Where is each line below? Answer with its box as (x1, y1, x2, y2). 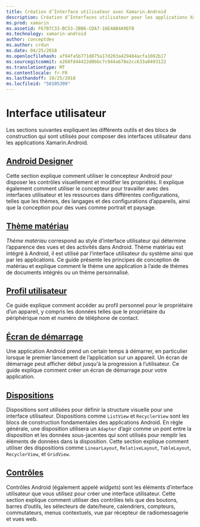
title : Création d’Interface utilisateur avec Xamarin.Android (6, 8, 167, 15)
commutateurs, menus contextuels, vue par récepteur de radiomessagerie (6, 508, 189, 516)
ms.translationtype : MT (6, 64, 65, 70)
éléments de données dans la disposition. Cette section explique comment (6, 438, 189, 445)
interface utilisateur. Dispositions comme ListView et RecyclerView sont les (6, 412, 189, 420)
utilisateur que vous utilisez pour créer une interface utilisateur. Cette (6, 490, 176, 497)
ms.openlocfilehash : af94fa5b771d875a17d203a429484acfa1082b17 (6, 53, 167, 59)
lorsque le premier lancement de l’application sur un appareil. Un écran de (6, 354, 188, 361)
